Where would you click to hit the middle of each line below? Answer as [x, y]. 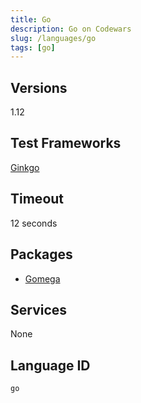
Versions [39, 87]
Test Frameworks [66, 143]
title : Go [31, 19]
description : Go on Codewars [71, 29]
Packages [41, 254]
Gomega [42, 278]
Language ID [50, 365]
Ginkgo [25, 167]
